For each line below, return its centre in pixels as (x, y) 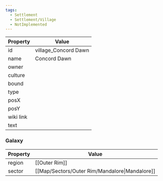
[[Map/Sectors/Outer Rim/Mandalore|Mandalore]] (95, 171)
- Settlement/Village (33, 19)
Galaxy (14, 140)
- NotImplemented (29, 24)
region (16, 163)
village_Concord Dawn (62, 50)
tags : (11, 10)
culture (16, 75)
